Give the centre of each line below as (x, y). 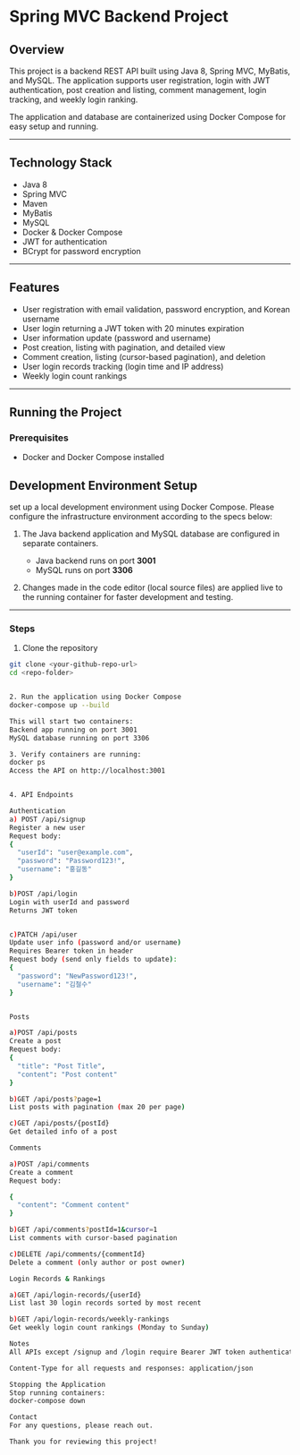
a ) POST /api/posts (43, 1033)
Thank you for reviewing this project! (83, 1442)
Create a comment (42, 1172)
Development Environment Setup (104, 485)
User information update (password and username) (117, 338)
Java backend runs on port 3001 (96, 561)
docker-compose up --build (59, 706)
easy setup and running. (54, 126)
